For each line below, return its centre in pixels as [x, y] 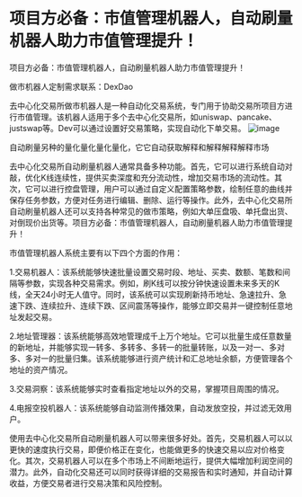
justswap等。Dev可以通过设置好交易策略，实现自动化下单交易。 [128, 128]
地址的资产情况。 [41, 369]
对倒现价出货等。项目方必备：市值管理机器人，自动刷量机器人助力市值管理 [147, 222]
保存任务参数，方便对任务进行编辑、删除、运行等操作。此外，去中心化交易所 [151, 200]
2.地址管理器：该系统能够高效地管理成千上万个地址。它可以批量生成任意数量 [151, 336]
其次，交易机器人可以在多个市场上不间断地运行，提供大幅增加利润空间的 [159, 460]
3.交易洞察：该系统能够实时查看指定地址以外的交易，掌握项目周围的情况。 [147, 388]
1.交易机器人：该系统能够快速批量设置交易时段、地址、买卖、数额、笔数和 [146, 271]
